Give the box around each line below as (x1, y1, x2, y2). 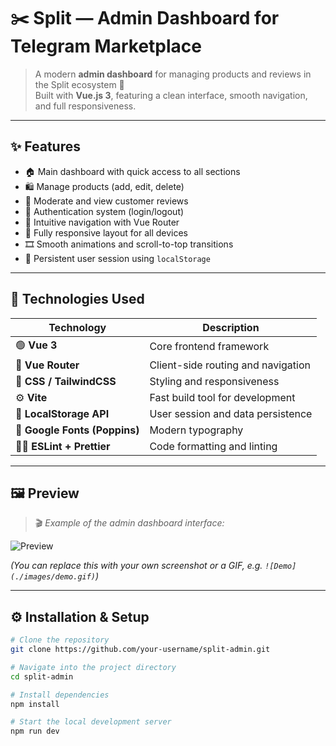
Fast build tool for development (149, 390, 296, 404)
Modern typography (149, 423, 244, 437)
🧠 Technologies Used (10, 291, 145, 308)
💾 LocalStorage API (15, 406, 110, 420)
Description (202, 320, 260, 334)
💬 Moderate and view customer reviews (24, 195, 189, 207)
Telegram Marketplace (10, 35, 202, 58)
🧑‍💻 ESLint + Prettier (15, 439, 111, 453)
